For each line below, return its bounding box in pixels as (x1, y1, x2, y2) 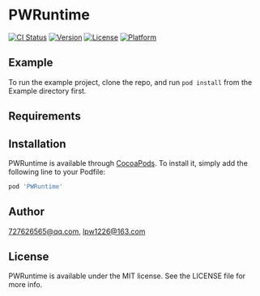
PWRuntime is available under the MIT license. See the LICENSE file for (8, 271, 245, 281)
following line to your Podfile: (8, 167, 106, 176)
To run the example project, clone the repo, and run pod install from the (8, 77, 253, 87)
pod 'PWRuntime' (8, 182, 63, 191)
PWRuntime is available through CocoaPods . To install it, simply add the (8, 158, 249, 167)
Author (8, 205, 45, 219)
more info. (8, 280, 43, 290)
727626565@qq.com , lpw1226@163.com (8, 226, 146, 236)
